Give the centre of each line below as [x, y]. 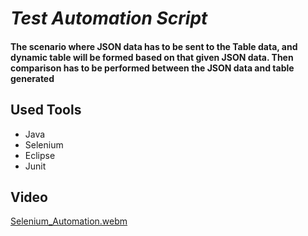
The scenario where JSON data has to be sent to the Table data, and [154, 46]
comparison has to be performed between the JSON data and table [152, 68]
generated [32, 78]
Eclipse [40, 155]
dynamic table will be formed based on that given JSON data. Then [152, 57]
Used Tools [46, 110]
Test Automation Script [109, 18]
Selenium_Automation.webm [69, 221]
